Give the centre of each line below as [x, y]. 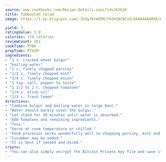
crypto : [13, 147]
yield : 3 [14, 28]
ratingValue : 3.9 [23, 33]
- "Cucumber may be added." [34, 138]
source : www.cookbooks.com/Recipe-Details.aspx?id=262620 [66, 10]
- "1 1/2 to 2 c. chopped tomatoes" [43, 87]
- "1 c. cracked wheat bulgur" [37, 60]
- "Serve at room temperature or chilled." [51, 129]
